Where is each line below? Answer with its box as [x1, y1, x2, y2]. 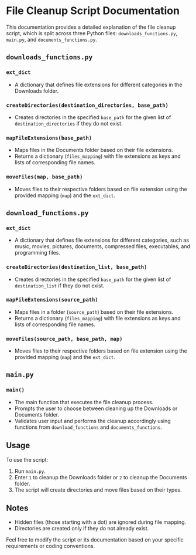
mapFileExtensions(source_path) [6, 296, 98, 303]
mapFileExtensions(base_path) [6, 134, 92, 141]
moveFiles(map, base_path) [6, 174, 83, 180]
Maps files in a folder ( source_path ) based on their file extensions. [14, 308, 174, 315]
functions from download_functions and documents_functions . [14, 424, 162, 431]
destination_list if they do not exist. [14, 282, 105, 289]
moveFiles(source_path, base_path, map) [6, 336, 123, 342]
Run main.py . [14, 468, 46, 475]
